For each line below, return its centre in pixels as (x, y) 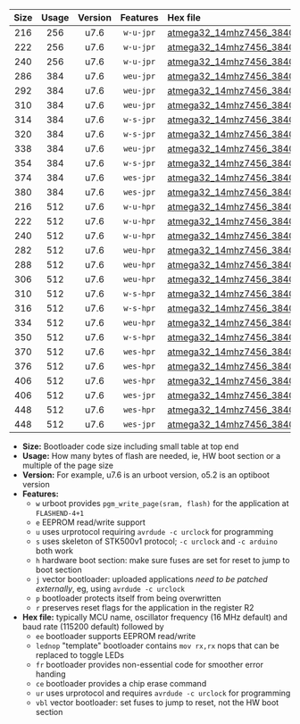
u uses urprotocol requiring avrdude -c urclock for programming (154, 532)
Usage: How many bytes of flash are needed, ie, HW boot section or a (151, 456)
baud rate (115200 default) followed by (93, 627)
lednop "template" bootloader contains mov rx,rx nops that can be (157, 645)
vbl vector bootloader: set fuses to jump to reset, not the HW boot (157, 703)
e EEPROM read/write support (90, 522)
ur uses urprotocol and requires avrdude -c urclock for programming (163, 693)
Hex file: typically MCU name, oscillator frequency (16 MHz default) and (155, 617)
